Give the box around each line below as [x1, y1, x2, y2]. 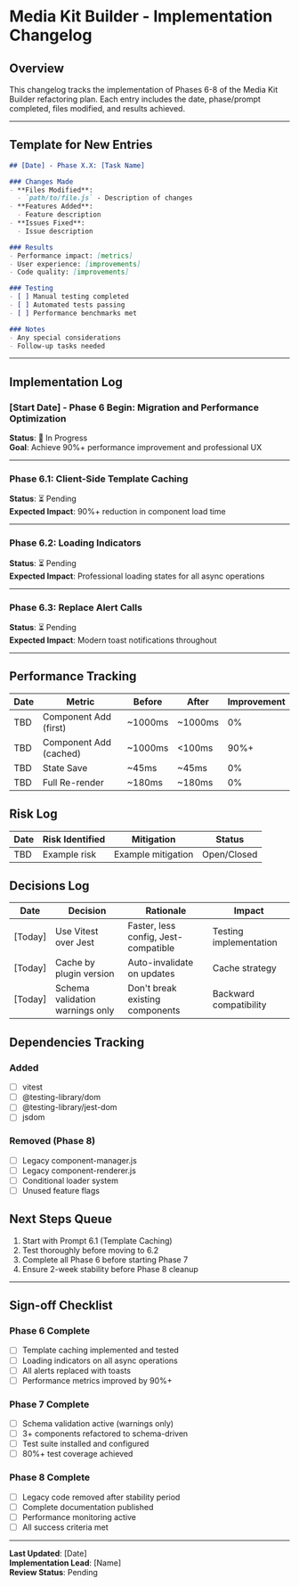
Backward [212, 988, 255, 1000]
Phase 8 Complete [9, 1471, 91, 1483]
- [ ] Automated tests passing [9, 300, 125, 309]
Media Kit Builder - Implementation [9, 6, 273, 27]
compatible [127, 942, 175, 955]
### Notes [9, 325, 46, 333]
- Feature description [17, 210, 101, 219]
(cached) [43, 747, 82, 760]
